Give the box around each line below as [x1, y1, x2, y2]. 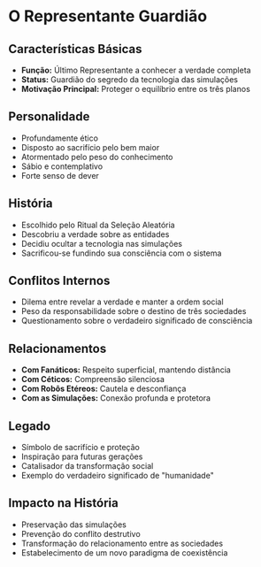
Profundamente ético [20, 133, 99, 143]
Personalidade [8, 109, 90, 125]
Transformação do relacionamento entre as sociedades [20, 538, 223, 548]
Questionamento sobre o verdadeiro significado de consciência [20, 316, 253, 326]
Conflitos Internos [8, 273, 111, 288]
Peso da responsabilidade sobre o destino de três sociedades [20, 306, 247, 317]
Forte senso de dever [20, 170, 99, 180]
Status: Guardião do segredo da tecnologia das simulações [20, 74, 238, 85]
